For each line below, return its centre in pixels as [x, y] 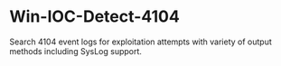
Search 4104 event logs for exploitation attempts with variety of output [141, 42]
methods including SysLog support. [76, 51]
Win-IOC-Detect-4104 [95, 17]
